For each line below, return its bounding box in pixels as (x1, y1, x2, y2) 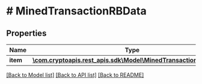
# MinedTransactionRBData (6, 4, 147, 18)
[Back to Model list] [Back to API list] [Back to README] (6, 71, 144, 79)
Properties (6, 28, 47, 38)
